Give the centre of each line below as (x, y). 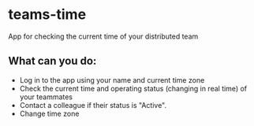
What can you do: (52, 61)
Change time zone (49, 113)
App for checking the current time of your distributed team (103, 36)
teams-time (47, 15)
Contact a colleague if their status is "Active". (93, 105)
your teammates (46, 97)
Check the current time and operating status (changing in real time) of (133, 88)
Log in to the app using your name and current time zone (112, 80)
